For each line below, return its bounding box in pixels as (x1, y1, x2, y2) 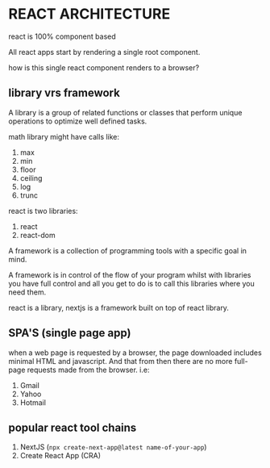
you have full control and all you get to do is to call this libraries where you (8, 278, 255, 288)
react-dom (19, 230, 56, 240)
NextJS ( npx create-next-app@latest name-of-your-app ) (19, 442, 207, 452)
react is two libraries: (8, 206, 78, 215)
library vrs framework (8, 86, 121, 100)
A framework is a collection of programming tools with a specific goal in (8, 245, 247, 255)
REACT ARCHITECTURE (8, 5, 171, 23)
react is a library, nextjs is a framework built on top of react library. (8, 303, 230, 312)
